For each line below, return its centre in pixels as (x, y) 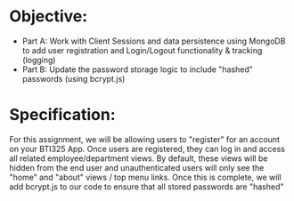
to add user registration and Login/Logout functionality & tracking (142, 50)
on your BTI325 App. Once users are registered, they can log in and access (147, 149)
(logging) (39, 60)
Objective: (49, 16)
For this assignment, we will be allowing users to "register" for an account (145, 139)
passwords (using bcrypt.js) (73, 78)
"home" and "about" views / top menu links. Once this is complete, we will (146, 177)
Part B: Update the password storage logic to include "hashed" (138, 69)
